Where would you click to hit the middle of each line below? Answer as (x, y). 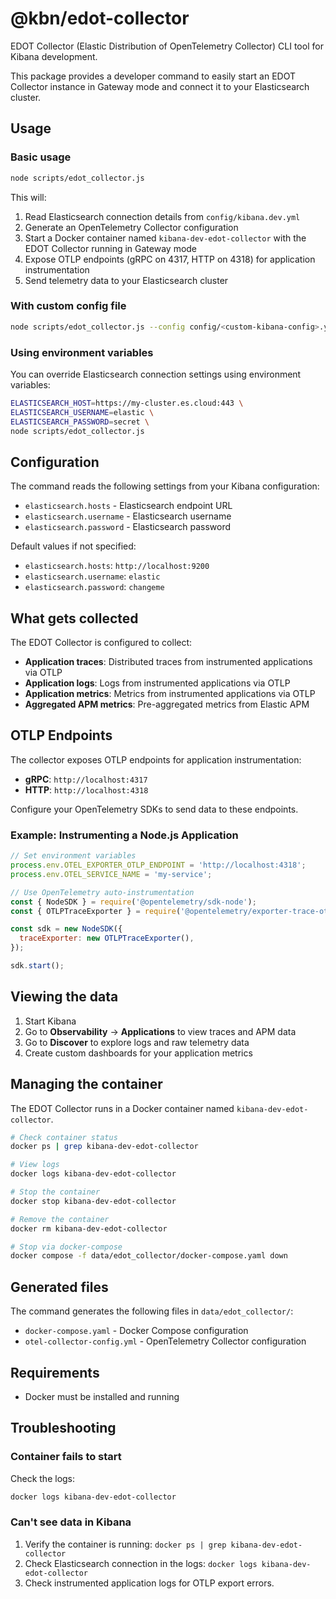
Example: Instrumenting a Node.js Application (124, 835)
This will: (28, 197)
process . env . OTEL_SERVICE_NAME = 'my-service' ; (111, 874)
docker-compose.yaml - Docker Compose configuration (136, 1331)
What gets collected (74, 618)
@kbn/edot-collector (100, 18)
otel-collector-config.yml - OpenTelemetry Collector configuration (165, 1341)
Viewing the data (64, 997)
